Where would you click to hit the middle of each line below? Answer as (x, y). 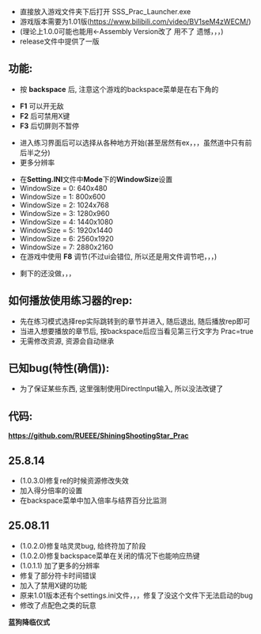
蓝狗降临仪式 (29, 622)
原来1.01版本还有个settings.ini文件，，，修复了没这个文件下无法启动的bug (136, 595)
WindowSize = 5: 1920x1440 (66, 230)
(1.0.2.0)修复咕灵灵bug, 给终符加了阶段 (83, 545)
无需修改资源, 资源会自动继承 (67, 341)
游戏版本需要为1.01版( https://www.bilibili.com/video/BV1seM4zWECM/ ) (135, 21)
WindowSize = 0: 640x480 (64, 188)
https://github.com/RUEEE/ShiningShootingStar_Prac (98, 436)
